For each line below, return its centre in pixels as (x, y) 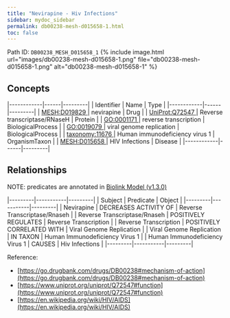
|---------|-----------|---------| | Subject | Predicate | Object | (95, 200)
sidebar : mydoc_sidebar (41, 20)
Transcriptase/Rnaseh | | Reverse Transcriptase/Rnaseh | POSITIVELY (106, 214)
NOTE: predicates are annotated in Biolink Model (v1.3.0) (87, 187)
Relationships (37, 170)
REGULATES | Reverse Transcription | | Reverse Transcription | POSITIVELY (114, 222)
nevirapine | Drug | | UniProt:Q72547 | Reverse (157, 112)
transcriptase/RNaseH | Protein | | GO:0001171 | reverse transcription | (106, 120)
